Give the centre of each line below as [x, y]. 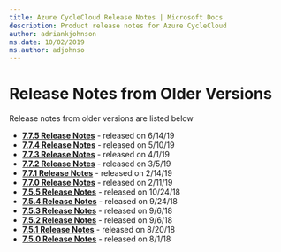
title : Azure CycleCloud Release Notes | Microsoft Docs [116, 17]
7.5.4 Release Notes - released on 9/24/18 [100, 202]
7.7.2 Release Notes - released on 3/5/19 [96, 164]
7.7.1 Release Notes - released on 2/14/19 [97, 173]
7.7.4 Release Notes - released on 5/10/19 [98, 145]
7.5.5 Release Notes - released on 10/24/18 [101, 192]
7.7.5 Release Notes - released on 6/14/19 [98, 136]
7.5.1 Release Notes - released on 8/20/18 [98, 230]
